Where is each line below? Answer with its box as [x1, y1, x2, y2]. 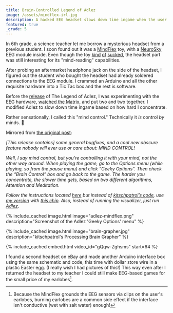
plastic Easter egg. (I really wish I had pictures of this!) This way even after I [6, 265, 166, 271]
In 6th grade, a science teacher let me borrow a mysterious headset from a [6, 41, 164, 47]
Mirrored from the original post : [6, 129, 72, 136]
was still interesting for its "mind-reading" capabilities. [6, 57, 121, 63]
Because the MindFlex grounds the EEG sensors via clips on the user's [13, 291, 163, 297]
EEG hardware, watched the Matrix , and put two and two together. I [6, 99, 148, 105]
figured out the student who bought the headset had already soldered [6, 72, 153, 79]
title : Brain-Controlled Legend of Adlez [6, 7, 96, 13]
